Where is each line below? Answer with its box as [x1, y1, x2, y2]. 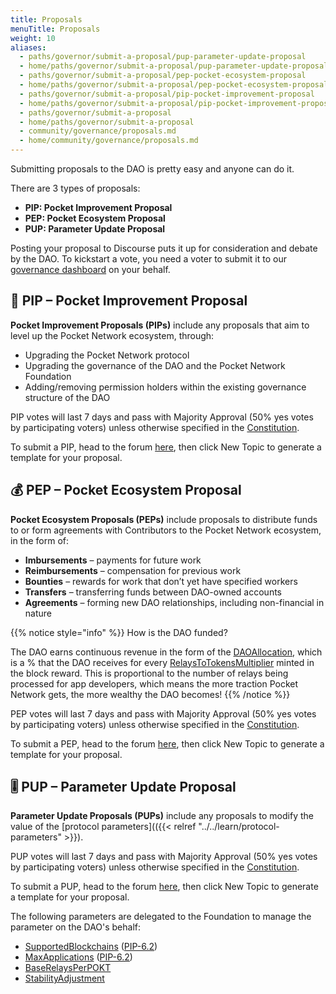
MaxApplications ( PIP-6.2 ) [24, 951, 133, 963]
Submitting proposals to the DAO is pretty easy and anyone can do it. [10, 163, 295, 175]
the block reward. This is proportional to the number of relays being [10, 667, 289, 679]
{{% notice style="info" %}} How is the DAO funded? [10, 626, 228, 638]
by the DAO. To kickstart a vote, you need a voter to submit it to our [10, 253, 287, 265]
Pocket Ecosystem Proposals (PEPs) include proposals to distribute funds [10, 513, 318, 525]
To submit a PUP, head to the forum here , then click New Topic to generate [10, 881, 319, 893]
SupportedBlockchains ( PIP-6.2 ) [24, 941, 158, 953]
